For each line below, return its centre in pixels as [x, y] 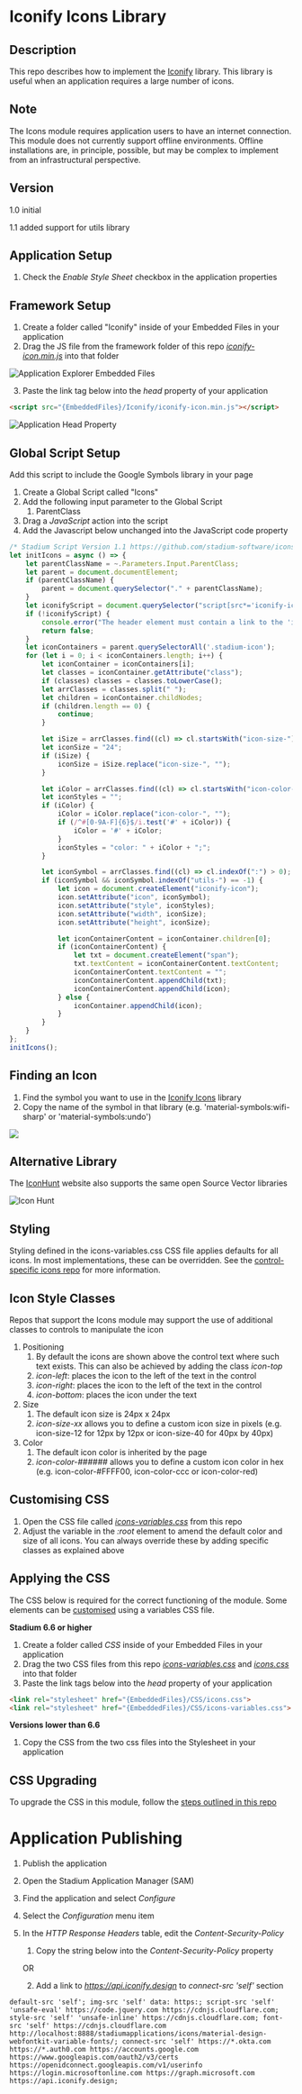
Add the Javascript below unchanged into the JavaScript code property [155, 530]
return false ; [68, 631]
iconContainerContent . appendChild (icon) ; [152, 988]
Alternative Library [63, 1162]
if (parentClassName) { [70, 580]
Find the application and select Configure [99, 1898]
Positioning [43, 1347]
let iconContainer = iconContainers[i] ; [118, 664]
